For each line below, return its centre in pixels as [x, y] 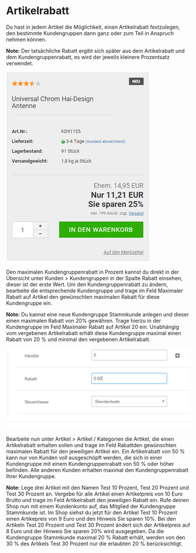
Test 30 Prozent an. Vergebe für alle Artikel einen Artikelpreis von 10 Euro [94, 494]
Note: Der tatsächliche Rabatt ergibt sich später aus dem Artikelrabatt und [96, 50]
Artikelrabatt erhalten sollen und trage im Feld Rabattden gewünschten [91, 445]
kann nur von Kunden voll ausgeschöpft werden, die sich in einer [84, 458]
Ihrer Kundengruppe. [31, 476]
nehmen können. [26, 39]
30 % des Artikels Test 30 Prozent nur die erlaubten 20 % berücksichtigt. [94, 544]
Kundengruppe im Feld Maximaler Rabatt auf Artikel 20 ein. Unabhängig [93, 327]
